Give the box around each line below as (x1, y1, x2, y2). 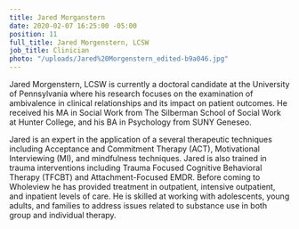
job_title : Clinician (9, 46, 90, 55)
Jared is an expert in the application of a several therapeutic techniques (9, 135, 273, 144)
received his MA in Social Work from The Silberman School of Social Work (9, 108, 282, 118)
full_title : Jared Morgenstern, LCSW (9, 37, 149, 47)
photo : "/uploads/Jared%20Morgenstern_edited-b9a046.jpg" (9, 54, 229, 63)
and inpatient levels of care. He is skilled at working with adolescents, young (9, 191, 290, 201)
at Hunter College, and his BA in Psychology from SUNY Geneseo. (9, 117, 252, 127)
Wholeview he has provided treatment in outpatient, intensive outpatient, (9, 182, 276, 192)
